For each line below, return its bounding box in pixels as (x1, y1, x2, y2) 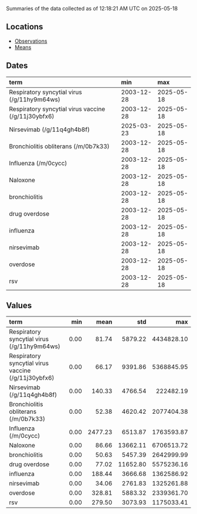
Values (6, 301, 32, 311)
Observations (14, 38, 47, 45)
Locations (6, 22, 43, 32)
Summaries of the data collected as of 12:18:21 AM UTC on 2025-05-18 (6, 5, 178, 12)
